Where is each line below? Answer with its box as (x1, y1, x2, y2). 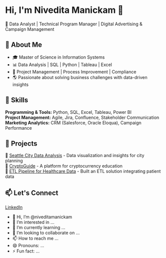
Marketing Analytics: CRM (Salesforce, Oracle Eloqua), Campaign (5, 119, 142, 126)
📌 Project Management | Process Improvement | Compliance (12, 69, 137, 75)
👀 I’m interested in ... (12, 219, 55, 225)
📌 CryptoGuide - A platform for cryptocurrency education (5, 163, 123, 169)
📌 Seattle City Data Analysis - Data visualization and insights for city (5, 153, 145, 159)
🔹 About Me (5, 41, 42, 49)
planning (5, 158, 23, 164)
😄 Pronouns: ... (12, 243, 45, 249)
